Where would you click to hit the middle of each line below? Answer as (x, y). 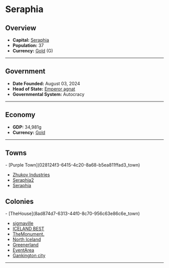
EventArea (23, 250)
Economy (20, 115)
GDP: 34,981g (27, 127)
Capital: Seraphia (31, 40)
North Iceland (27, 239)
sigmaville (23, 224)
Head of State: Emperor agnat (44, 89)
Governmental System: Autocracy (48, 94)
